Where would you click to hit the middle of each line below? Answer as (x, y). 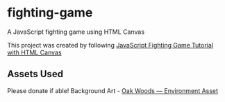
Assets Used (35, 74)
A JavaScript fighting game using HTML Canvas (76, 32)
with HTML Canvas (34, 52)
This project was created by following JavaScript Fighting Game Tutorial (110, 45)
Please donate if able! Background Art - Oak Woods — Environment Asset (113, 90)
